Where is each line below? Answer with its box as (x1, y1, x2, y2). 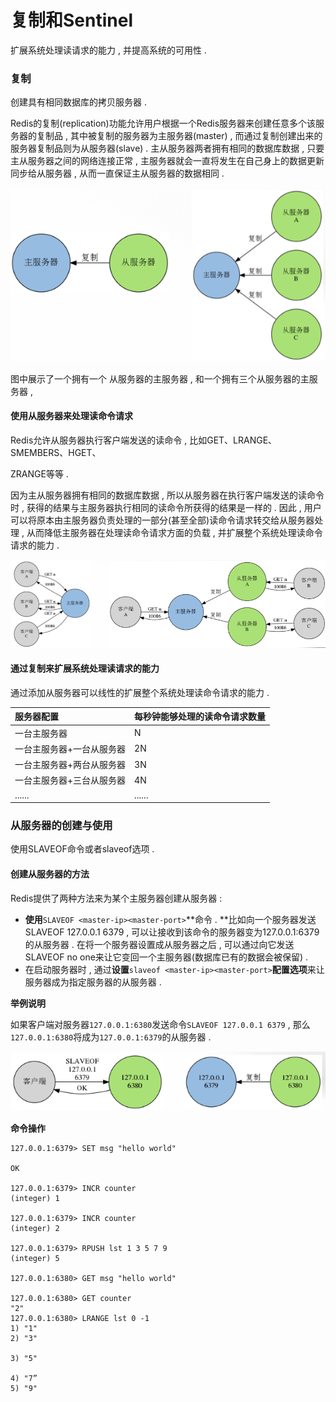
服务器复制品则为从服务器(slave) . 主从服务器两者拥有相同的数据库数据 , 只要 (10, 142, 325, 155)
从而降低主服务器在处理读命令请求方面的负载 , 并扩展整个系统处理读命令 (26, 526, 323, 538)
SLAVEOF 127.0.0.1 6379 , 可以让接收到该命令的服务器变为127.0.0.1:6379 (24, 926, 320, 938)
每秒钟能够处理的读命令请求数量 (134, 711, 267, 723)
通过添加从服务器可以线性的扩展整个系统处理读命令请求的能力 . (10, 686, 270, 698)
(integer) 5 (10, 1253, 60, 1263)
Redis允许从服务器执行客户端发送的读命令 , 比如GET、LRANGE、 (10, 434, 278, 446)
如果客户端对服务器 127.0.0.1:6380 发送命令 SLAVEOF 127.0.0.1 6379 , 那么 (10, 1018, 311, 1030)
